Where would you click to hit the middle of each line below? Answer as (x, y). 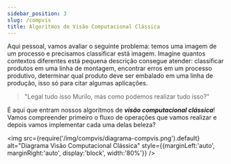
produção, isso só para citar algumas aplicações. (78, 83)
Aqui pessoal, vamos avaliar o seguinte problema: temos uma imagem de (112, 47)
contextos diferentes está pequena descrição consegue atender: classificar (115, 61)
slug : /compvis (29, 20)
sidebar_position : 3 (37, 14)
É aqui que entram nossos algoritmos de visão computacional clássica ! (111, 110)
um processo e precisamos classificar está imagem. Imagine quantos (106, 54)
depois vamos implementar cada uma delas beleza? (82, 125)
